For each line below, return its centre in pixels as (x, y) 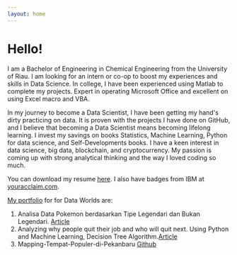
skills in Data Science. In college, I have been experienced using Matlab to (115, 84)
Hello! (25, 49)
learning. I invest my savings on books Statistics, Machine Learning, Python (117, 135)
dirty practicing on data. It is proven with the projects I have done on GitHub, (119, 120)
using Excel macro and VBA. (48, 98)
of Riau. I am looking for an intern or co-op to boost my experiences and (112, 76)
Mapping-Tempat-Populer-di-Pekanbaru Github (87, 244)
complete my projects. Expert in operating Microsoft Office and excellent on (118, 91)
